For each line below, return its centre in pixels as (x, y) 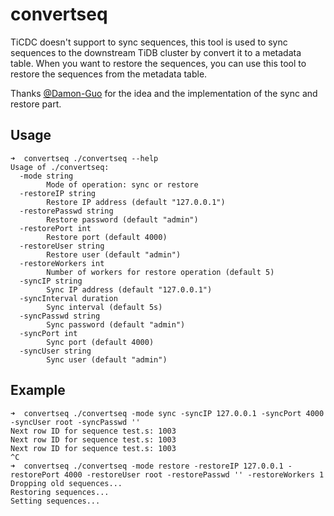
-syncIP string (51, 281)
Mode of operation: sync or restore (122, 184)
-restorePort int (55, 228)
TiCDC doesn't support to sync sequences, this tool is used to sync (149, 42)
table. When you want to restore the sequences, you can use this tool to (158, 63)
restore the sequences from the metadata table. (109, 74)
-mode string (46, 176)
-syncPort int (48, 333)
